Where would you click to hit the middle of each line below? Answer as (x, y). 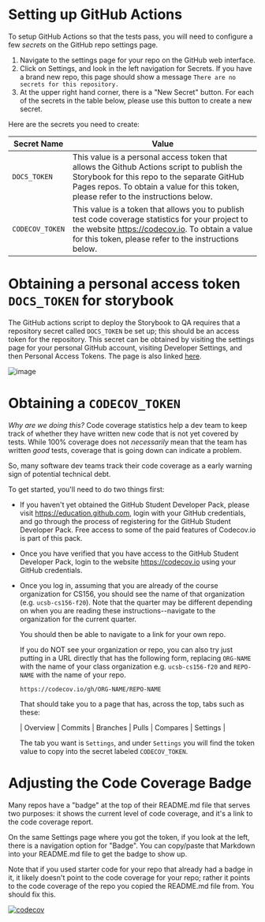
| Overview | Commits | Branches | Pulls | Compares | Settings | (123, 727)
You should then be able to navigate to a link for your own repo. (123, 634)
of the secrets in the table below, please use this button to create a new (136, 100)
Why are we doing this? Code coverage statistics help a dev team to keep (128, 425)
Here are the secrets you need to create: (74, 124)
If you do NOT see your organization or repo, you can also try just (126, 650)
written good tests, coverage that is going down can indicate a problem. (125, 450)
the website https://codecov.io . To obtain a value (162, 229)
